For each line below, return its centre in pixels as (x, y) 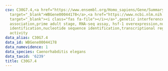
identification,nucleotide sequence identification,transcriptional (82, 28)
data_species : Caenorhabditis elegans (45, 51)
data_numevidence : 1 (27, 47)
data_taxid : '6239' (25, 56)
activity (19, 33)
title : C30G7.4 (21, 61)
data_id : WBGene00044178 (31, 42)
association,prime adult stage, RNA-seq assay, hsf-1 (67, 24)
